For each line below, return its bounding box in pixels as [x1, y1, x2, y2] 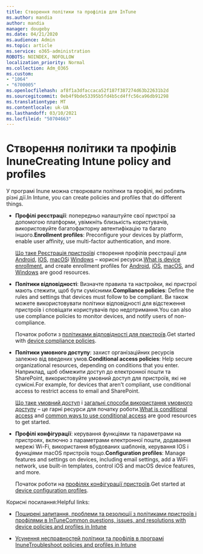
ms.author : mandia [6, 15, 53, 21]
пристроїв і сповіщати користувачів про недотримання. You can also [14, 306, 192, 313]
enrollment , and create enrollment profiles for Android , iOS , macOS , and [14, 262, 195, 270]
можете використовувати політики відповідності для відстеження [14, 300, 185, 307]
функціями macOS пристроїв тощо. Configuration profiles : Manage [14, 449, 185, 457]
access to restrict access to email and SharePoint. [14, 388, 140, 395]
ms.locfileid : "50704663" [6, 116, 71, 122]
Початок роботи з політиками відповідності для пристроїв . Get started [14, 331, 195, 338]
